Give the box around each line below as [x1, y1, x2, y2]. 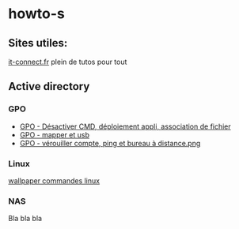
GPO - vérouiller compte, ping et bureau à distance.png [19, 138, 201, 148]
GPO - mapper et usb [19, 130, 89, 139]
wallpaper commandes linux [8, 175, 101, 186]
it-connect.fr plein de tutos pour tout [8, 57, 127, 66]
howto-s [8, 5, 65, 23]
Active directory [8, 80, 90, 93]
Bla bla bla [8, 214, 42, 223]
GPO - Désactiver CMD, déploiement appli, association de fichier [19, 122, 231, 131]
